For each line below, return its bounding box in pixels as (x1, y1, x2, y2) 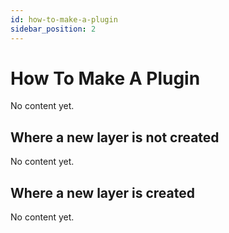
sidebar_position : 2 (10, 24, 97, 34)
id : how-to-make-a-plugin (10, 14, 118, 25)
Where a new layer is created (10, 184, 195, 201)
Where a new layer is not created (10, 129, 220, 146)
